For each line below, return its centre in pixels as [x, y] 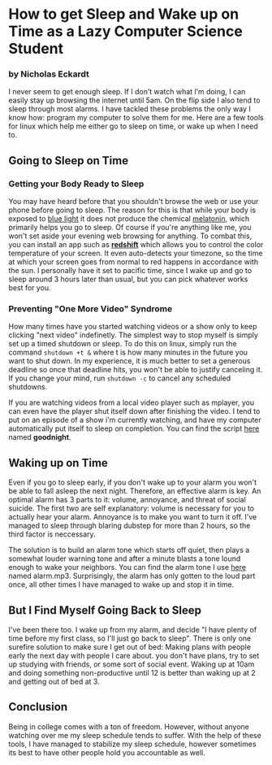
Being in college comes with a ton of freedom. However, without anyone [129, 726]
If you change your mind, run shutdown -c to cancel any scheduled [120, 378]
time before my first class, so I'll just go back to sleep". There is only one [130, 638]
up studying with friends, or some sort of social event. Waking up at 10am [132, 664]
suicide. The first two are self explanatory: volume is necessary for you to [131, 508]
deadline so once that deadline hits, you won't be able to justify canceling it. [136, 370]
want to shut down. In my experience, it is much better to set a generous [130, 361]
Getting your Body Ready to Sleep [76, 184]
